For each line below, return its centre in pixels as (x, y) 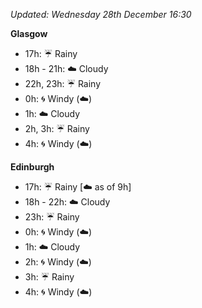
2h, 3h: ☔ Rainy (57, 128)
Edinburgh (32, 167)
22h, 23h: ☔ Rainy (63, 83)
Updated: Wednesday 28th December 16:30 (101, 14)
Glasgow (29, 33)
